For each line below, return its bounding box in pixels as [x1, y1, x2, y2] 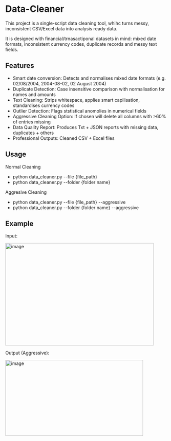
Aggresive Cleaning [5, 189, 47, 195]
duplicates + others [12, 130, 54, 136]
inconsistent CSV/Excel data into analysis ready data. [5, 25, 118, 31]
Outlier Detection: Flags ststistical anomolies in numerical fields [12, 107, 147, 114]
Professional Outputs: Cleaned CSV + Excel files [12, 135, 115, 141]
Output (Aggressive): [5, 350, 50, 356]
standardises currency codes [12, 102, 75, 108]
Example [5, 219, 34, 228]
